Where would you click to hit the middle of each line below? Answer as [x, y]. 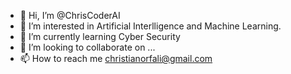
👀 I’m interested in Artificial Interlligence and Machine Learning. [150, 26]
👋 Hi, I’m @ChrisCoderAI [70, 15]
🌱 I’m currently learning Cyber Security [100, 36]
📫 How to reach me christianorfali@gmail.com [116, 58]
